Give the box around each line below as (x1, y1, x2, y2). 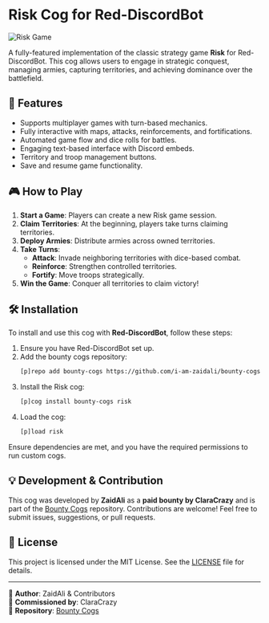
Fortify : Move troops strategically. (31, 270, 145, 279)
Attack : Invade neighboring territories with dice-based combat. (31, 253, 242, 263)
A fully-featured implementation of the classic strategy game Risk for (8, 47, 236, 57)
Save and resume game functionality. (19, 161, 143, 170)
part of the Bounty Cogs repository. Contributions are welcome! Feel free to (8, 503, 258, 513)
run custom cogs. (8, 451, 66, 460)
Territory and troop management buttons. (19, 152, 158, 161)
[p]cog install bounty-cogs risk (19, 397, 132, 406)
